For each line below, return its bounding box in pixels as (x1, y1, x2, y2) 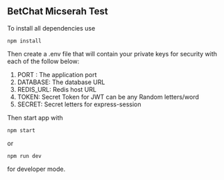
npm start (7, 126, 36, 134)
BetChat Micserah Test (7, 6, 109, 17)
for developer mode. (7, 165, 66, 173)
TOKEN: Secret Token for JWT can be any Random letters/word (17, 92, 200, 101)
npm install (7, 38, 42, 44)
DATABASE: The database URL (17, 78, 105, 86)
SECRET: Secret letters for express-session (17, 100, 141, 108)
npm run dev (7, 152, 42, 159)
